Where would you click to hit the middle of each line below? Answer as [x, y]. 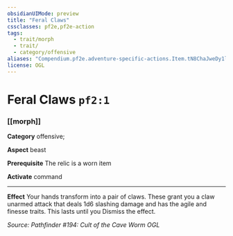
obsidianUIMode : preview [43, 14]
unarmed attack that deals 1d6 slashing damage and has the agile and [107, 204]
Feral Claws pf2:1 [59, 100]
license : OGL [26, 65]
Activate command [35, 177]
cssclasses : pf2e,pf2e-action [51, 26]
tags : [15, 33]
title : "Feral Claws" [38, 20]
